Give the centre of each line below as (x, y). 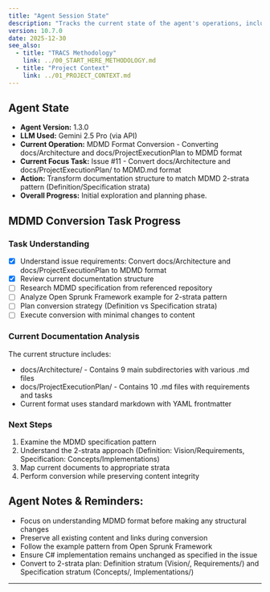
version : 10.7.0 (35, 31)
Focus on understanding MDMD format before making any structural (133, 521)
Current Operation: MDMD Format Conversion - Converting (119, 145)
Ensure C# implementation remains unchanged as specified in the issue (139, 554)
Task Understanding (49, 243)
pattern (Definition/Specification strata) (85, 187)
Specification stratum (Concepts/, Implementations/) (107, 572)
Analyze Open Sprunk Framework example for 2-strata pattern (123, 297)
